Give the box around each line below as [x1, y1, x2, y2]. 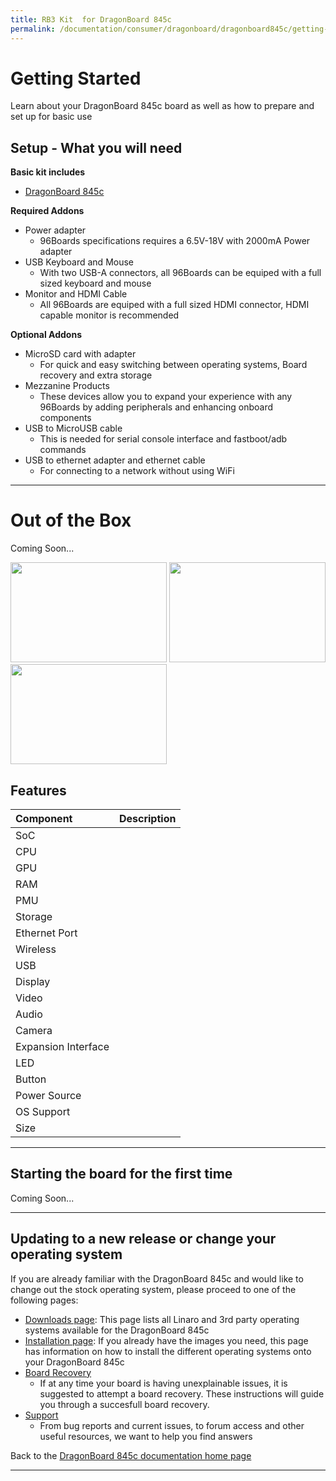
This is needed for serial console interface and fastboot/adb [39, 433, 288, 445]
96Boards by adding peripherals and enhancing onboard [39, 401, 274, 413]
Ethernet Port [15, 926, 78, 940]
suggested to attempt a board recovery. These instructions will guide [39, 1387, 325, 1400]
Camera [15, 1024, 53, 1037]
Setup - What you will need [10, 139, 183, 156]
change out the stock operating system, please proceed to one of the [10, 1283, 297, 1295]
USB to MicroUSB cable [24, 422, 123, 435]
